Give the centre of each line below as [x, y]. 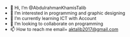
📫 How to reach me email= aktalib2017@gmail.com [64, 29]
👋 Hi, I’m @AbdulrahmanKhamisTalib [48, 8]
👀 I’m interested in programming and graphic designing [68, 13]
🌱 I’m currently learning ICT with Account [53, 18]
